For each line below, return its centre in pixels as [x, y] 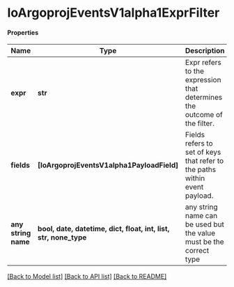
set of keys [203, 153]
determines [204, 98]
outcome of [204, 115]
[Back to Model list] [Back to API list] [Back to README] [87, 277]
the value [200, 233]
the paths [201, 170]
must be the [204, 242]
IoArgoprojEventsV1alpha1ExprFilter [114, 13]
